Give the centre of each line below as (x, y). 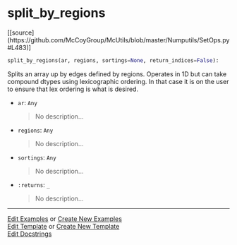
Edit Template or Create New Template (63, 226)
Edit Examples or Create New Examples (65, 219)
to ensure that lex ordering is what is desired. (73, 89)
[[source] (21, 32)
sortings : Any (37, 157)
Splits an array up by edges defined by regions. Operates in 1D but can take (117, 74)
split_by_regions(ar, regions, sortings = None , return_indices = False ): (113, 60)
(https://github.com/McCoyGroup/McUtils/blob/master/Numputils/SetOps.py (119, 40)
